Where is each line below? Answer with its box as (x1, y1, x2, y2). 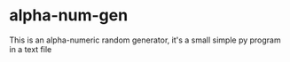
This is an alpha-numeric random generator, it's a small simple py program (9, 35, 281, 45)
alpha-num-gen (9, 5, 129, 26)
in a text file (9, 43, 52, 54)
